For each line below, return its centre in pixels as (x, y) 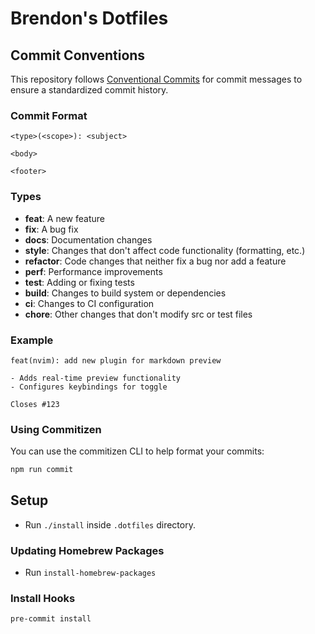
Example (32, 340)
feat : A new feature (64, 218)
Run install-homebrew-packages (90, 573)
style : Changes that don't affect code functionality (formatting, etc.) (165, 250)
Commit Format (49, 115)
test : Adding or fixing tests (79, 282)
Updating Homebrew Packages (87, 550)
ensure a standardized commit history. (89, 90)
